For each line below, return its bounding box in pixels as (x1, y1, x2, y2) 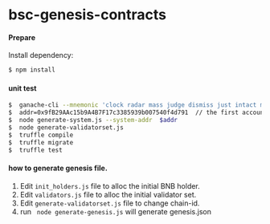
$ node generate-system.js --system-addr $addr (8, 116, 178, 124)
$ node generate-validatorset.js (8, 124, 125, 132)
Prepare (8, 32, 36, 42)
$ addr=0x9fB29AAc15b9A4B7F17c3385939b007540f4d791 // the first (8, 108, 239, 117)
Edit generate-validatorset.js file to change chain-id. (19, 198, 200, 208)
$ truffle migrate (8, 138, 74, 146)
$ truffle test (8, 146, 63, 154)
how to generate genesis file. (8, 163, 108, 173)
